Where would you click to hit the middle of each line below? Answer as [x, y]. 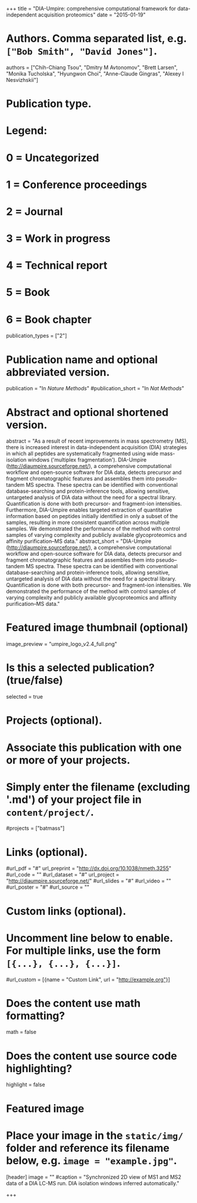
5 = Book [28, 293]
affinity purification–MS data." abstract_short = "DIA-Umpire [79, 541]
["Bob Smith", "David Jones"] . [82, 51]
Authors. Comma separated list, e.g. [96, 39]
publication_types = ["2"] [36, 336]
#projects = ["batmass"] [35, 828]
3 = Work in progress [58, 239]
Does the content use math [74, 1003]
